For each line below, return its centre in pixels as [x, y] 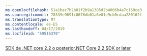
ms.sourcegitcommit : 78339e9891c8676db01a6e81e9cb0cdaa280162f [74, 15]
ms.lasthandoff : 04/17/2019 [35, 29]
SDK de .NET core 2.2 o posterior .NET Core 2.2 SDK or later [68, 48]
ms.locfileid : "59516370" [33, 34]
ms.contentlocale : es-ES [32, 24]
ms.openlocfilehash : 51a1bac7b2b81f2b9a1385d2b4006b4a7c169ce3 [74, 10]
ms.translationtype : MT [31, 19]
